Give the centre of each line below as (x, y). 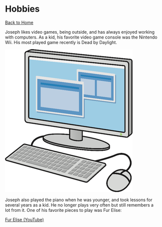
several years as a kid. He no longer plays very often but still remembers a (79, 205)
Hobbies (22, 9)
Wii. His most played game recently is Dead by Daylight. (61, 42)
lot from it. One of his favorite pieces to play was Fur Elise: (63, 210)
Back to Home (19, 22)
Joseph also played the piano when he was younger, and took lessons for (79, 200)
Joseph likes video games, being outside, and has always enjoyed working (80, 32)
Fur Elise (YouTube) (25, 219)
